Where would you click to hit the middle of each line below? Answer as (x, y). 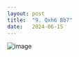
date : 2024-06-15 (35, 26)
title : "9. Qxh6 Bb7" (40, 20)
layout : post (26, 14)
